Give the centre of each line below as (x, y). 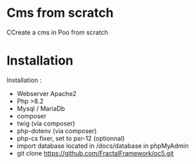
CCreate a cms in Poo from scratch (57, 32)
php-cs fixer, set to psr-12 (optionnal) (71, 138)
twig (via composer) (46, 123)
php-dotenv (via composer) (57, 130)
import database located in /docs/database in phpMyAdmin (103, 146)
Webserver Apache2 (46, 93)
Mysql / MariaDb (41, 108)
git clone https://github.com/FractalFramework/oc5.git (95, 153)
